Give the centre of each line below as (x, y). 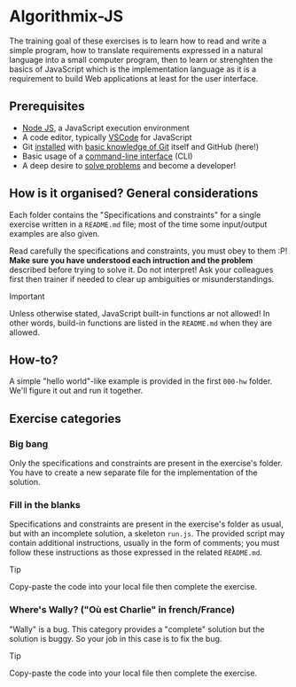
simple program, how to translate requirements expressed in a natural (136, 50)
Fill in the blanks (45, 504)
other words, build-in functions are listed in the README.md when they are (141, 323)
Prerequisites (47, 107)
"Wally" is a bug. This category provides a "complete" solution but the (137, 629)
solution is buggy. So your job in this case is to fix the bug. (116, 638)
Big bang (29, 443)
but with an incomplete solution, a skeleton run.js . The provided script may (147, 534)
